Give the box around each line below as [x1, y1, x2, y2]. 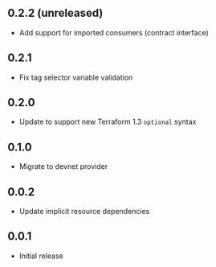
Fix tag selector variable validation [18, 72, 133, 82]
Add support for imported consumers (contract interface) [18, 27, 210, 37]
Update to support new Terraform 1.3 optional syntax [18, 117, 197, 127]
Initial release [18, 251, 63, 261]
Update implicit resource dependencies [18, 207, 150, 216]
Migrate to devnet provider [18, 162, 108, 171]
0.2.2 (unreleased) [7, 6, 104, 20]
